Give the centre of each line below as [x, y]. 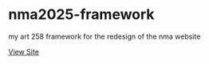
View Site [24, 51]
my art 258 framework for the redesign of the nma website [104, 36]
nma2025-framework [81, 15]
